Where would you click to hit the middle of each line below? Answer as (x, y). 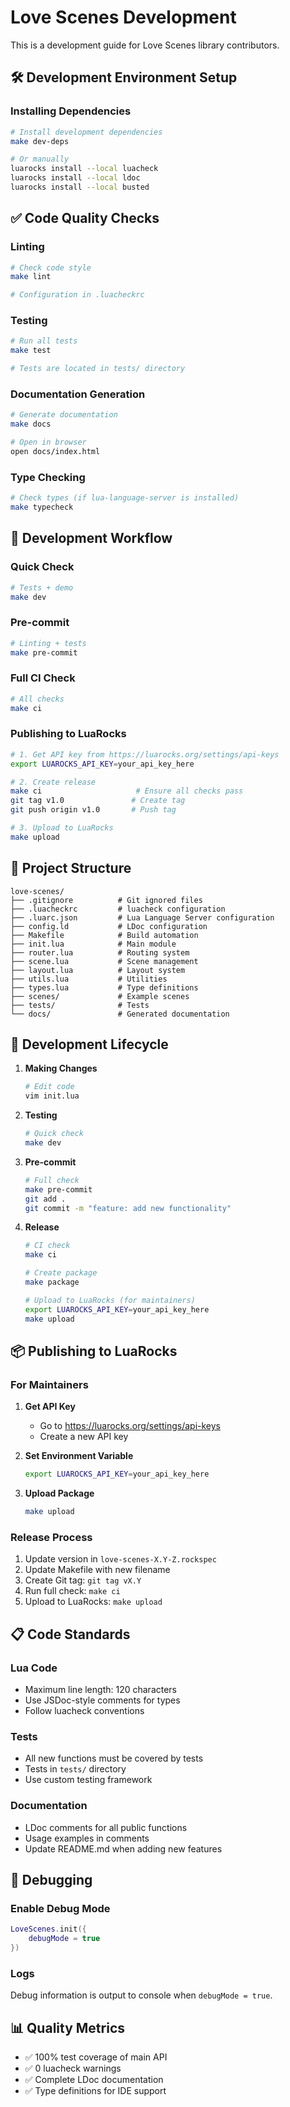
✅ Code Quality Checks (85, 218)
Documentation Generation (78, 394)
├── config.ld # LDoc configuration (109, 926)
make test (31, 351)
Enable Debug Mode (60, 1908)
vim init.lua (52, 1096)
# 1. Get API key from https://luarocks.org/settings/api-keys (145, 754)
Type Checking (48, 477)
